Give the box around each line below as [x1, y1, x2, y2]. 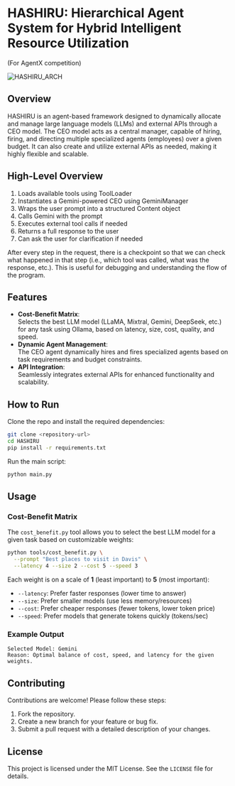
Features [7, 291, 48, 303]
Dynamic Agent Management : [17, 340, 108, 349]
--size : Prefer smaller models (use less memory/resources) [17, 596, 192, 605]
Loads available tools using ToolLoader [17, 189, 133, 197]
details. [7, 772, 29, 780]
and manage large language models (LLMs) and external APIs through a [7, 119, 218, 128]
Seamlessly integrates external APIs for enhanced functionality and [17, 371, 214, 379]
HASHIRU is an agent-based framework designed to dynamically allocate [7, 111, 222, 120]
